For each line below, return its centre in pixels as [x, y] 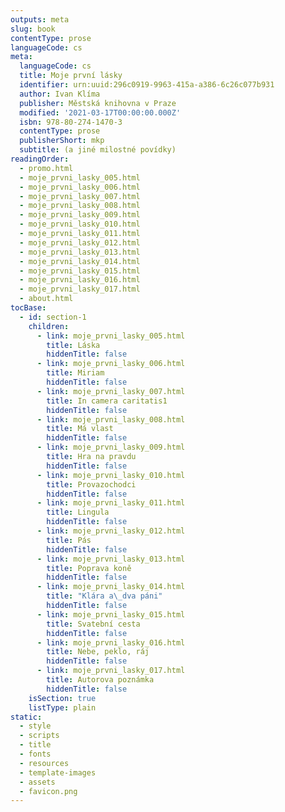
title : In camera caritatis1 [107, 401]
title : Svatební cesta [93, 624]
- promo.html [46, 168]
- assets [37, 782]
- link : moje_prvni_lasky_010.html [111, 475]
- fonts [35, 754]
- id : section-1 [53, 317]
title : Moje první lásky [71, 76]
